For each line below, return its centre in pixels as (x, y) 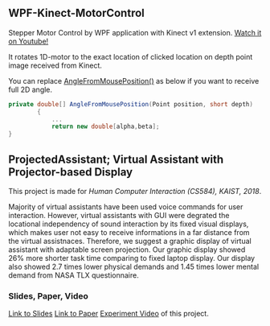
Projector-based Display (71, 172)
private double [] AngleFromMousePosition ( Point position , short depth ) (131, 104)
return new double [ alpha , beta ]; (105, 127)
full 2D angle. (31, 89)
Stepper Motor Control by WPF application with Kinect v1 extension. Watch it (135, 32)
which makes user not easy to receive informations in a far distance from (129, 232)
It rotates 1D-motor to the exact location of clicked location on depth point (131, 56)
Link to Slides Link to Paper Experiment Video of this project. (108, 314)
